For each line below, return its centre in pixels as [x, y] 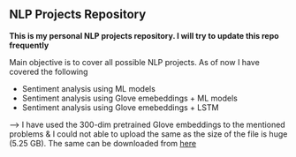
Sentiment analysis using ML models [89, 88]
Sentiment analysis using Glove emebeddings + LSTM [120, 107]
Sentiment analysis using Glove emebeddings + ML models [130, 98]
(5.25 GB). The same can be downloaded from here [103, 143]
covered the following [49, 71]
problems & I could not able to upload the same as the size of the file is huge [148, 134]
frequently [29, 45]
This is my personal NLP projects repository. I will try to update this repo [144, 35]
